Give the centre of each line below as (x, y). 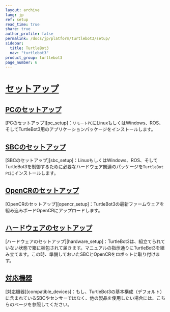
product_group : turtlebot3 (34, 58)
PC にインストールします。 (32, 173)
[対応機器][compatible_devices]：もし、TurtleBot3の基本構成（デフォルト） (85, 292)
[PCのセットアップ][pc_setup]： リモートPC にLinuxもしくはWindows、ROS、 (84, 123)
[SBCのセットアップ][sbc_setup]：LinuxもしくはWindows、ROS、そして (81, 160)
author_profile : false (29, 34)
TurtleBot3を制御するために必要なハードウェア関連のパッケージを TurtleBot (84, 167)
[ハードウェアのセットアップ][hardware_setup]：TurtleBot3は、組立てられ (83, 241)
